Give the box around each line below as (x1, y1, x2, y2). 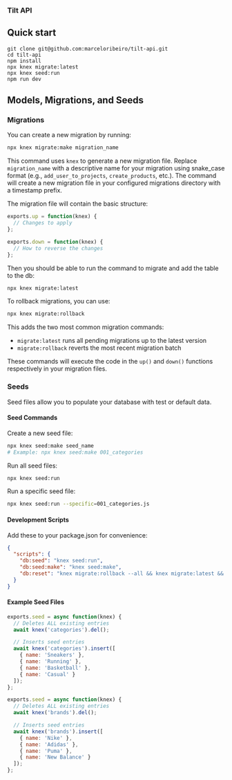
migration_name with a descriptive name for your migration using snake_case (7, 164, 225, 172)
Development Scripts (7, 515, 69, 524)
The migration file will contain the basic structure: (7, 200, 148, 208)
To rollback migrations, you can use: (7, 297, 110, 305)
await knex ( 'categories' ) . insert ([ (13, 645, 116, 653)
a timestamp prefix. (7, 186, 62, 195)
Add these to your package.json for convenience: (7, 531, 148, 539)
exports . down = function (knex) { (7, 238, 104, 245)
